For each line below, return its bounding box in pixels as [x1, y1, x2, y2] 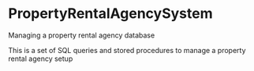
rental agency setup [8, 54, 73, 63]
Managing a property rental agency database [8, 30, 155, 40]
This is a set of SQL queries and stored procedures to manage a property [8, 45, 246, 55]
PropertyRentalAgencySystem [8, 5, 213, 23]
